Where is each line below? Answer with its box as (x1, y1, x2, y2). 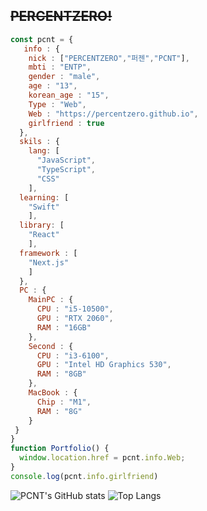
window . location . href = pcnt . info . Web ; (19, 453, 186, 463)
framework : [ (19, 248, 78, 258)
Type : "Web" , (28, 99, 87, 109)
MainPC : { (28, 295, 74, 305)
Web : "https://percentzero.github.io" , (28, 109, 199, 119)
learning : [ (19, 192, 70, 203)
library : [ (19, 220, 65, 231)
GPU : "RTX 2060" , (36, 314, 114, 324)
